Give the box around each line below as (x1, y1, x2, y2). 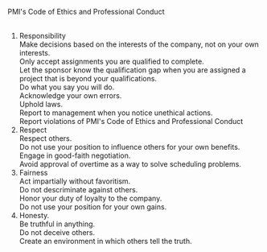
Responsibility (18, 31, 66, 40)
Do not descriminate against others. (18, 185, 138, 194)
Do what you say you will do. (18, 82, 115, 92)
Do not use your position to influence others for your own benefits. (18, 143, 240, 151)
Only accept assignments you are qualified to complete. (18, 56, 204, 66)
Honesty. (18, 211, 50, 220)
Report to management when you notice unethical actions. (18, 108, 213, 118)
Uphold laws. (18, 100, 64, 109)
